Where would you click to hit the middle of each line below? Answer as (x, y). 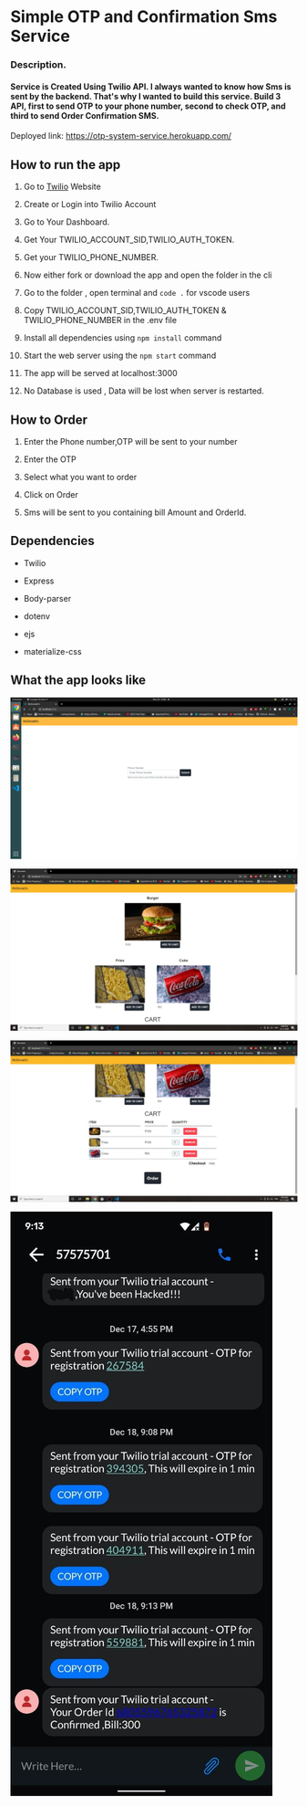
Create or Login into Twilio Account (90, 205)
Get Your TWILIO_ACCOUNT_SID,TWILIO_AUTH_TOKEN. (129, 240)
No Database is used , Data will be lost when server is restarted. (144, 391)
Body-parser (47, 598)
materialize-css (52, 651)
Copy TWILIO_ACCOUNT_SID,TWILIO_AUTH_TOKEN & (125, 310)
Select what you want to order (80, 477)
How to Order (49, 420)
